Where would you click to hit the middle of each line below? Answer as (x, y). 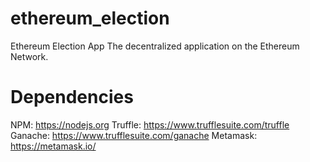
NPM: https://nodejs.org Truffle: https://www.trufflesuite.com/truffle (150, 124)
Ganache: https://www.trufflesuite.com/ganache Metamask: (134, 135)
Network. (29, 56)
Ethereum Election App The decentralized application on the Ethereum (155, 46)
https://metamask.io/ (53, 146)
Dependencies (72, 97)
